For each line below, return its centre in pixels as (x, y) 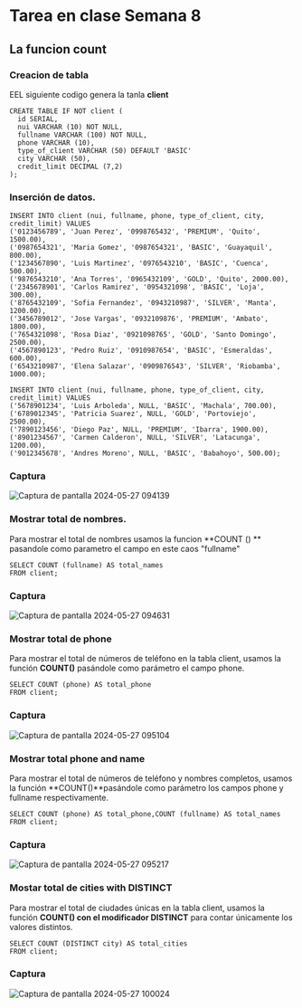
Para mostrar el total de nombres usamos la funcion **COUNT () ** (136, 538)
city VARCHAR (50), (54, 158)
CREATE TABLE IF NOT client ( (66, 111)
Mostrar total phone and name (77, 758)
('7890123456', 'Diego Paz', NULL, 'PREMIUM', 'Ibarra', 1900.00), (139, 430)
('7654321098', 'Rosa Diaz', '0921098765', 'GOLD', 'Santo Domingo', (143, 335)
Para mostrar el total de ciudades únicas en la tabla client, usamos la (137, 908)
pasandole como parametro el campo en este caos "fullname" (125, 548)
